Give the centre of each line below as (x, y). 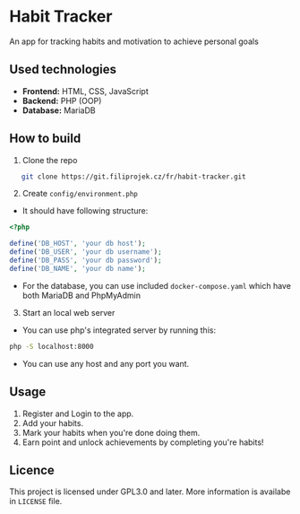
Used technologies (63, 70)
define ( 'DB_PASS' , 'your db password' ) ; (86, 261)
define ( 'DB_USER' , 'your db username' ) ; (86, 252)
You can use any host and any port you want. (106, 363)
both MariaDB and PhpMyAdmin (81, 295)
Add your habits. (52, 423)
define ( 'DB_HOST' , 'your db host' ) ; (77, 244)
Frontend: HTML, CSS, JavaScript (86, 91)
